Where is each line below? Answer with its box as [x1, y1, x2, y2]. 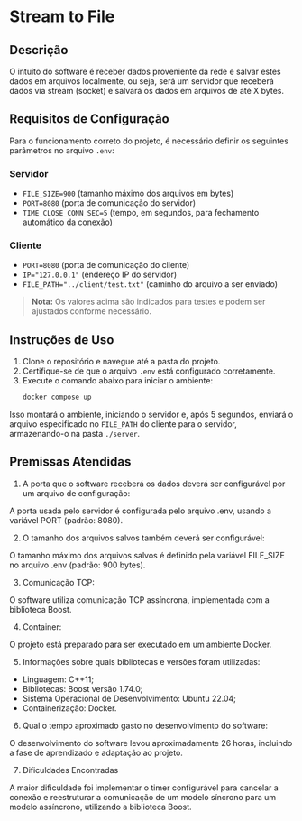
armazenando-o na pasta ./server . [9, 429, 141, 439]
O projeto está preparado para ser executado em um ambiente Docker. [9, 639, 272, 650]
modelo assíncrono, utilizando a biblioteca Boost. [9, 801, 192, 812]
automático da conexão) [22, 217, 113, 227]
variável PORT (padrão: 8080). [9, 514, 124, 525]
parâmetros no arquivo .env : [9, 144, 114, 155]
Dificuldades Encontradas [22, 764, 119, 775]
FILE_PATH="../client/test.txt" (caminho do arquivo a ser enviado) [22, 279, 278, 290]
